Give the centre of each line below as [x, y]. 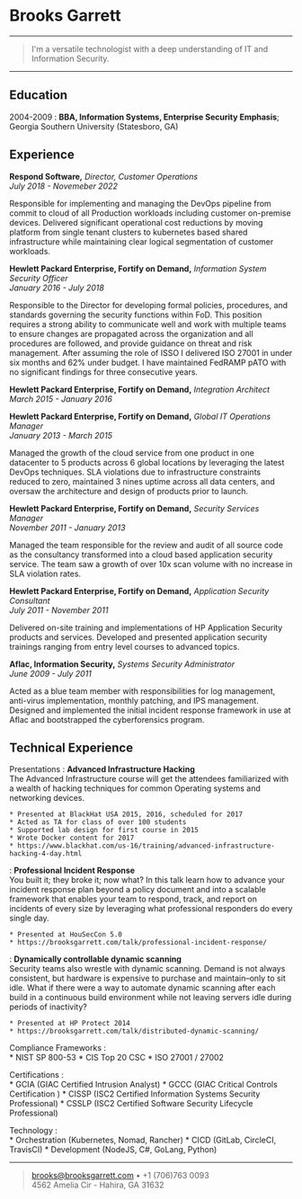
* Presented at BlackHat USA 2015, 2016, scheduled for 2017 [126, 814]
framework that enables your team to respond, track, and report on [133, 899]
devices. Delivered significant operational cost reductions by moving [136, 222]
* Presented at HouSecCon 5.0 [66, 935]
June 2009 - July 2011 [51, 673]
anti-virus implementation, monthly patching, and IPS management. [134, 700]
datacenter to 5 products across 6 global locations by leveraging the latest [147, 462]
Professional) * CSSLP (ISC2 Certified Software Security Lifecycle [131, 1104]
